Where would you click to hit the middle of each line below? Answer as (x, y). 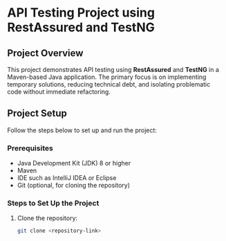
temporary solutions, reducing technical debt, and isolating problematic (109, 84)
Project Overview (45, 53)
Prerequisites (30, 148)
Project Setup (37, 113)
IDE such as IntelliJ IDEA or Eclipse (67, 178)
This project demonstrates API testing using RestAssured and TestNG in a (113, 70)
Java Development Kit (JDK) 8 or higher (74, 163)
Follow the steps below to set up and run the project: (82, 130)
